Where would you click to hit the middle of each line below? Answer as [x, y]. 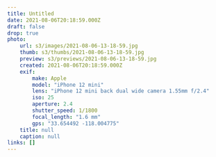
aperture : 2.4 [52, 104]
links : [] [22, 143]
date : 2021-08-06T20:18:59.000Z [54, 20]
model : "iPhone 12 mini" [68, 85]
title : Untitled [31, 14]
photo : [17, 40]
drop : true [23, 33]
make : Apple [50, 78]
